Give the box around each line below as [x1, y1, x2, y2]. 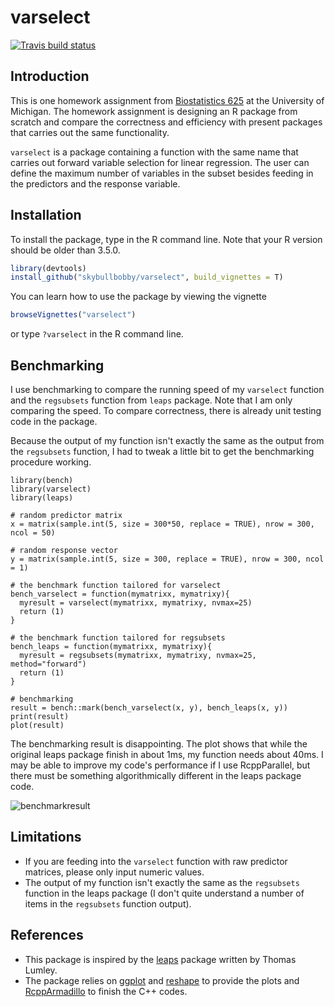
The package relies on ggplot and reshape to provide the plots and [24, 974, 300, 986]
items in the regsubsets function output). [24, 897, 192, 910]
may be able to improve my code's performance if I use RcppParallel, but [10, 759, 311, 771]
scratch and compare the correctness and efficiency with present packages [10, 116, 323, 128]
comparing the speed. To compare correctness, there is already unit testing [10, 405, 322, 416]
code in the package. [10, 416, 98, 427]
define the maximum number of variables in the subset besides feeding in [10, 167, 314, 179]
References [10, 927, 84, 944]
